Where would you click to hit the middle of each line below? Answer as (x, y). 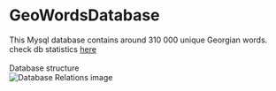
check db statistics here (53, 49)
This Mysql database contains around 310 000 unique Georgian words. (138, 40)
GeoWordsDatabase (85, 15)
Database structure (44, 68)
